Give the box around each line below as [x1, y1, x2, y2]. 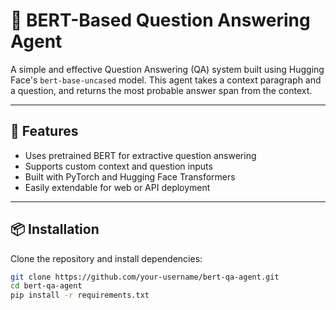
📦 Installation [10, 221, 100, 238]
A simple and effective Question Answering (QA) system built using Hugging [10, 63, 325, 75]
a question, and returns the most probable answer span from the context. [10, 84, 313, 96]
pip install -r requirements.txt [10, 290, 150, 301]
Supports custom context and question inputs [24, 160, 213, 172]
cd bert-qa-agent [10, 281, 83, 291]
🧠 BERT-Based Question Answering [10, 9, 311, 32]
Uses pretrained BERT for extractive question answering [24, 149, 257, 161]
